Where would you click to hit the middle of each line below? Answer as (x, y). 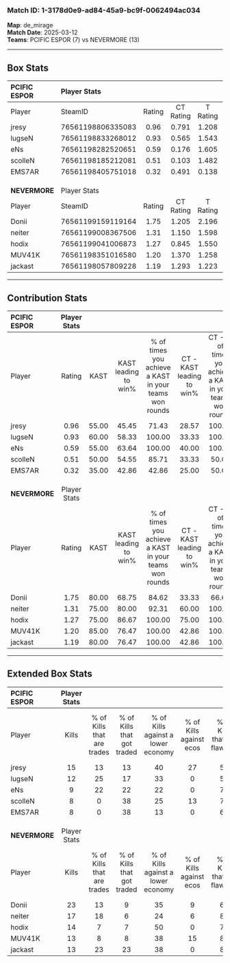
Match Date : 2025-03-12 (42, 32)
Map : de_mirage (30, 25)
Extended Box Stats (50, 674)
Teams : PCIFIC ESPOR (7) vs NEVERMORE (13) (74, 40)
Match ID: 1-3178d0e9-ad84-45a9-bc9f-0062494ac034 (104, 10)
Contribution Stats (47, 298)
